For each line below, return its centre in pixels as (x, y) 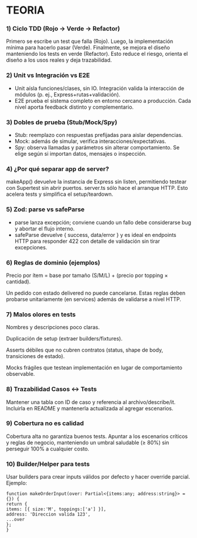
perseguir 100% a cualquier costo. (48, 449)
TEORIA (26, 10)
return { (17, 504)
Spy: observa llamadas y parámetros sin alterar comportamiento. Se (97, 148)
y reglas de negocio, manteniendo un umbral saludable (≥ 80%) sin (88, 442)
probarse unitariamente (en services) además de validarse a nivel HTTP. (94, 299)
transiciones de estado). (35, 356)
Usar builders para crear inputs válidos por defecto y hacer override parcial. (98, 477)
